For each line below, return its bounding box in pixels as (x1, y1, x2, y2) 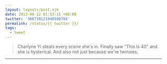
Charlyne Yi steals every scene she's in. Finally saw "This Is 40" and (17, 44, 158, 49)
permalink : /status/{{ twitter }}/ (5, 21, 79, 26)
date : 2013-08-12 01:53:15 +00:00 (5, 12, 77, 17)
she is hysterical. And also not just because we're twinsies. (17, 49, 138, 55)
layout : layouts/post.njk (5, 7, 59, 12)
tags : (5, 26, 16, 31)
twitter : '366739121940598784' (5, 16, 70, 21)
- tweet (9, 30, 26, 35)
